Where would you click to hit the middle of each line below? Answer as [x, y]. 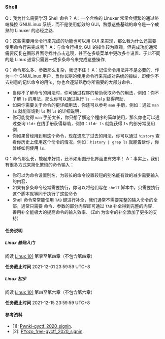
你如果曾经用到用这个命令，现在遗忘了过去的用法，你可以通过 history [83, 136]
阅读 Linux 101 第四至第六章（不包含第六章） [50, 292]
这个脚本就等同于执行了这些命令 [45, 194]
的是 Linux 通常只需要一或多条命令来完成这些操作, [56, 60]
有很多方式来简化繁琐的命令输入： [40, 165]
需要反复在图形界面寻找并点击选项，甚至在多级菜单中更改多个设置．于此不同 [83, 53]
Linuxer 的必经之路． [36, 31]
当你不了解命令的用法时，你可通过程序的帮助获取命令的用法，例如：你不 [85, 93]
